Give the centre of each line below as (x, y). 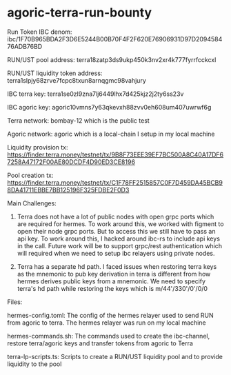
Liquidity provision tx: (38, 147)
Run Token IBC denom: (40, 32)
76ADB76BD (25, 46)
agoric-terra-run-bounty (80, 13)
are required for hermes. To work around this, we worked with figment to (120, 224)
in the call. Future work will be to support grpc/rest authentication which (120, 245)
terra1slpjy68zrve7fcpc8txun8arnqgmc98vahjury (77, 80)
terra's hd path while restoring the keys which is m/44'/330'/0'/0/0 (112, 288)
